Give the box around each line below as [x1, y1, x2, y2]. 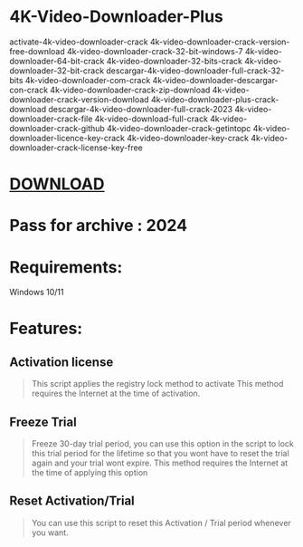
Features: [9, 319, 83, 339]
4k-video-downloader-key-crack [126, 132, 249, 143]
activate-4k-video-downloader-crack [9, 36, 148, 47]
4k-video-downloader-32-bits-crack [106, 55, 242, 66]
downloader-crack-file [9, 113, 93, 124]
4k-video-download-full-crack [94, 113, 208, 124]
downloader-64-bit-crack [9, 55, 105, 66]
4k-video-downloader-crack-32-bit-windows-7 [66, 45, 243, 56]
